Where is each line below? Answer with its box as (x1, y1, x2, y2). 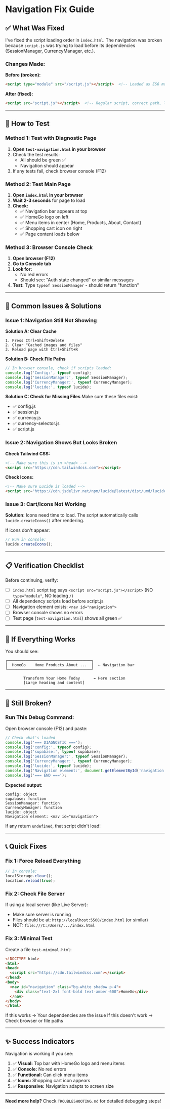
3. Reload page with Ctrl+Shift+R (5, 347, 78, 352)
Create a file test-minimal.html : (5, 946, 72, 952)
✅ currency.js (12, 415, 41, 421)
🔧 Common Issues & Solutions (5, 302, 102, 310)
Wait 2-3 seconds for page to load (12, 197, 86, 203)
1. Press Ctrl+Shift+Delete (5, 338, 65, 344)
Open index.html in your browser (12, 192, 83, 198)
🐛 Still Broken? (5, 699, 52, 707)
